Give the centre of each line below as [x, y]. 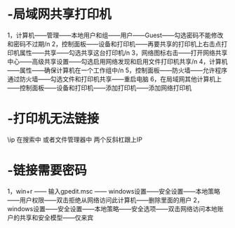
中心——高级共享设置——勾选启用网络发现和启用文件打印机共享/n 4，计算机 [117, 61]
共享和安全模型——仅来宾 [56, 217]
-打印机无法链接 [53, 119]
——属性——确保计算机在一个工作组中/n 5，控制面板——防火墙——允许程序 [117, 70]
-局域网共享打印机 [60, 14]
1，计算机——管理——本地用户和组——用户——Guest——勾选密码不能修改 [115, 35]
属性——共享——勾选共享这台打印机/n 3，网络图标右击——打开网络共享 [123, 53]
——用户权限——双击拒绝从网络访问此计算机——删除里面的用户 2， [105, 200]
